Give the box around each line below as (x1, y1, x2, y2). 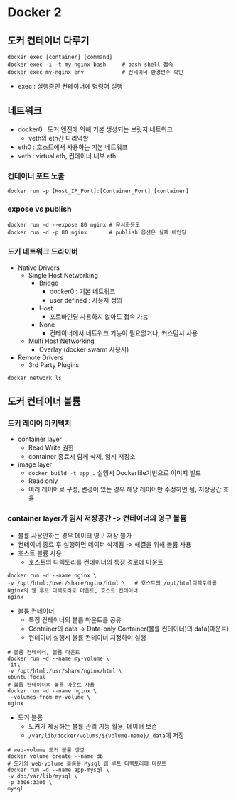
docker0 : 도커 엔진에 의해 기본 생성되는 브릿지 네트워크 (17, 125, 173, 134)
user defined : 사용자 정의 (49, 295, 123, 304)
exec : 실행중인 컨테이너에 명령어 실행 (17, 82, 123, 90)
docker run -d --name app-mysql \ (7, 766, 110, 773)
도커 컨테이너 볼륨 (7, 396, 81, 408)
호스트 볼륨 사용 (17, 548, 62, 558)
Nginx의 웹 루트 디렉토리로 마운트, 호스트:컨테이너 (7, 587, 139, 594)
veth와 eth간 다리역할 (28, 134, 89, 142)
